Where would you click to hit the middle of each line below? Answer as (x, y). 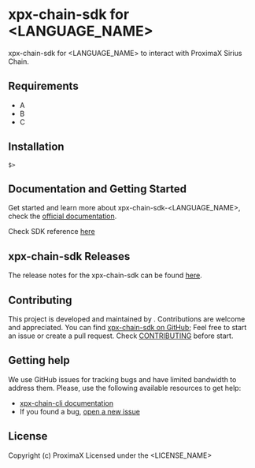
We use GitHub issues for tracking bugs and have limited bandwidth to (122, 379)
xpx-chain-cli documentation (67, 403)
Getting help (39, 360)
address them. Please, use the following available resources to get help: (125, 388)
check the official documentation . (63, 216)
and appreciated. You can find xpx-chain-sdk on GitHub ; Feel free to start (128, 327)
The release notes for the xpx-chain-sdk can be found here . (105, 275)
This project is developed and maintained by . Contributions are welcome (127, 319)
